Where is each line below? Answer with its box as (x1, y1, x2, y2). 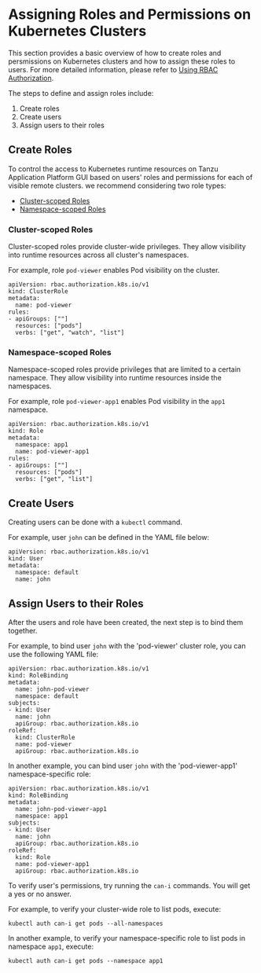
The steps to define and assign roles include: (8, 88, 154, 97)
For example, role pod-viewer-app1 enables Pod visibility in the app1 (8, 397, 226, 406)
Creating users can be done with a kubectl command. (8, 517, 183, 527)
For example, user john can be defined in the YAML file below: (8, 533, 210, 542)
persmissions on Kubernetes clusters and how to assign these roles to (8, 57, 236, 66)
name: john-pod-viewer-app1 (15, 805, 108, 813)
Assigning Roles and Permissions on (8, 6, 252, 24)
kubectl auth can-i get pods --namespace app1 (8, 956, 164, 964)
